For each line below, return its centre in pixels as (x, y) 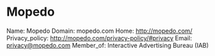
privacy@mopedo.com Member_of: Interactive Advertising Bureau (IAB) (108, 45)
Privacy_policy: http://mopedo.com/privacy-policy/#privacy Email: (99, 38)
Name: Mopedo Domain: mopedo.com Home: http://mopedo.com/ (100, 31)
